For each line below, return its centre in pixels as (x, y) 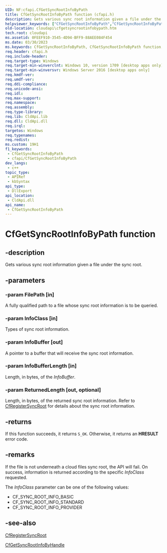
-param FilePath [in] (30, 294)
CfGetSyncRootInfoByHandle (35, 545)
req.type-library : (24, 112)
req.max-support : (23, 98)
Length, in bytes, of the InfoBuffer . (40, 377)
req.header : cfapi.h (27, 51)
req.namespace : (21, 103)
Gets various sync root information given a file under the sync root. (74, 265)
